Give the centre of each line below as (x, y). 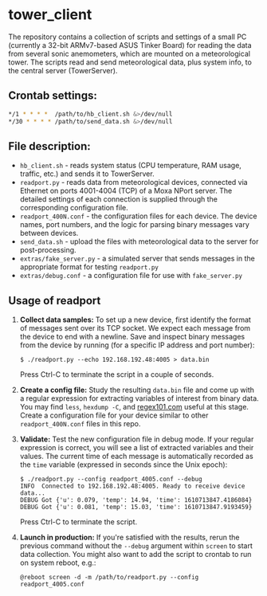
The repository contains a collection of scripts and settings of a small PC (128, 37)
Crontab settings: (53, 96)
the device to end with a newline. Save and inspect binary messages (132, 337)
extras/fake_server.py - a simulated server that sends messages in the (137, 259)
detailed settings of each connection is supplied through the (118, 199)
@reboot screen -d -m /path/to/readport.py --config (109, 578)
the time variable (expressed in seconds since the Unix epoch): (124, 465)
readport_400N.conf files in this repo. (80, 424)
